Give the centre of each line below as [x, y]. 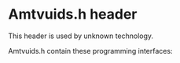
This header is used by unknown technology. [81, 36]
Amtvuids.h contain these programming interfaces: [90, 51]
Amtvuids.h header [73, 14]
